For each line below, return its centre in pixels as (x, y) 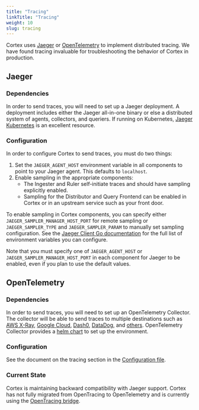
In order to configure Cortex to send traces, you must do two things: (89, 154)
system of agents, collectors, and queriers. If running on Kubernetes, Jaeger (99, 119)
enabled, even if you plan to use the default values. (68, 264)
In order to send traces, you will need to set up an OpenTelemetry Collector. (98, 312)
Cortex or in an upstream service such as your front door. (94, 203)
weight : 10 (20, 23)
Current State (26, 375)
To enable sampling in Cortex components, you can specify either (86, 215)
